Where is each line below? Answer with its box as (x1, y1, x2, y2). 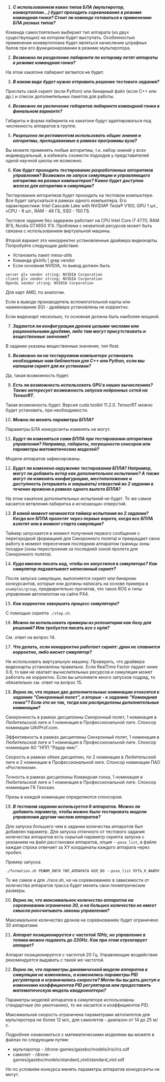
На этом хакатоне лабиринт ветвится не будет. (5, 69, 105, 75)
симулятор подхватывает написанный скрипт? (12, 566, 116, 572)
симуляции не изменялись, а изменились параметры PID (12, 972, 138, 977)
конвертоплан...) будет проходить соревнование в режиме (12, 9, 142, 15)
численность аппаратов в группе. (5, 123, 77, 129)
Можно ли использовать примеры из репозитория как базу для (12, 620, 152, 625)
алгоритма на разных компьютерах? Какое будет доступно (12, 178, 144, 183)
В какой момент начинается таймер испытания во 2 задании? (12, 510, 149, 516)
